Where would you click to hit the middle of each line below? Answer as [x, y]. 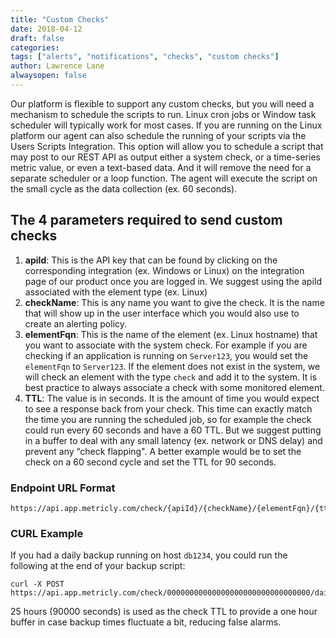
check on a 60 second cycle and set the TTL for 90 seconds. [150, 462]
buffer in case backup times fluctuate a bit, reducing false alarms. [146, 622]
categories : [35, 47]
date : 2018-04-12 [46, 29]
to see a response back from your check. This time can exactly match [168, 408]
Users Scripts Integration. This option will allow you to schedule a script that [167, 146]
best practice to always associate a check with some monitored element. [174, 387]
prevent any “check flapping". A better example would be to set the [163, 451]
